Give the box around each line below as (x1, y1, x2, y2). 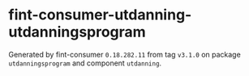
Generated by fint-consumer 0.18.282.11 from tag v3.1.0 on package (8, 49, 241, 59)
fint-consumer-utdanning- (8, 6, 192, 24)
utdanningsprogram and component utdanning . (8, 58, 162, 68)
